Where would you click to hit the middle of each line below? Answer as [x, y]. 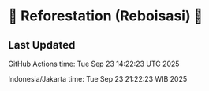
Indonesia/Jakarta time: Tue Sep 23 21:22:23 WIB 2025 [98, 79]
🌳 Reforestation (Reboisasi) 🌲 [106, 16]
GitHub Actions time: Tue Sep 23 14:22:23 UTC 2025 [94, 64]
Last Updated [42, 45]
